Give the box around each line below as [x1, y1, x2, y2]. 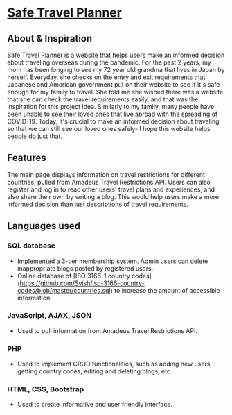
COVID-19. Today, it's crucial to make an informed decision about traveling [7, 117, 220, 126]
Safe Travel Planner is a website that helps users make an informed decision [7, 51, 225, 59]
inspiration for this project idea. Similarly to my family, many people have [7, 103, 215, 110]
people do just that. [7, 132, 63, 140]
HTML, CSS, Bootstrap [7, 384, 84, 394]
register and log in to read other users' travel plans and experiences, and [7, 185, 215, 194]
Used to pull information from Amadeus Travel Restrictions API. [17, 326, 197, 334]
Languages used [7, 220, 81, 232]
